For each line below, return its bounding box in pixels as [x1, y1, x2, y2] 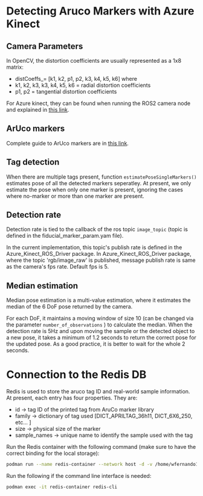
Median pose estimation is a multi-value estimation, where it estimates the [6, 297, 191, 304]
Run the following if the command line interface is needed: [6, 472, 152, 480]
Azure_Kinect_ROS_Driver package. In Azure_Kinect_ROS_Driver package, [6, 250, 192, 258]
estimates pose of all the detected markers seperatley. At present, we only [6, 179, 192, 186]
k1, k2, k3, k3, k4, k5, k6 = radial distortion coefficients [14, 81, 151, 89]
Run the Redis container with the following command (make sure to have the [6, 444, 196, 451]
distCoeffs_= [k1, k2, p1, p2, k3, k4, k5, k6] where [14, 75, 138, 82]
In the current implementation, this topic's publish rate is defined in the [6, 244, 182, 251]
